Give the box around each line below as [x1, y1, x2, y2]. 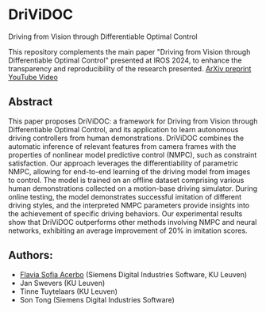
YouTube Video [8, 72, 58, 82]
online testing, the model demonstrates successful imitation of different [8, 192, 242, 201]
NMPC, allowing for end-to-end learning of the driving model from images [8, 166, 251, 176]
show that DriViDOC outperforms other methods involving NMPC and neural [8, 217, 257, 226]
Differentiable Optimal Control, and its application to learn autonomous [8, 124, 239, 134]
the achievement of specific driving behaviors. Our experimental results [8, 208, 243, 219]
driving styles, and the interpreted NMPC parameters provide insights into [8, 200, 250, 210]
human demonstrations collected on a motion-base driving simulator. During [8, 184, 258, 193]
